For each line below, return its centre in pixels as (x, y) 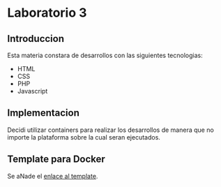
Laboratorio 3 (47, 13)
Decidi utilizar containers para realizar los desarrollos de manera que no (110, 130)
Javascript (32, 91)
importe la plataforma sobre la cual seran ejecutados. (84, 137)
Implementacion (44, 113)
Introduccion (36, 39)
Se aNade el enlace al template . (53, 176)
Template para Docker (56, 159)
